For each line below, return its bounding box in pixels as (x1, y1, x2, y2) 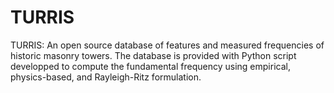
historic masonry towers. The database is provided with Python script (10, 49, 297, 61)
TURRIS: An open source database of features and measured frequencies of (10, 39, 325, 51)
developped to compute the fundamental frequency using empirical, (10, 60, 291, 72)
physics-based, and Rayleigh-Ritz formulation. (10, 71, 202, 83)
